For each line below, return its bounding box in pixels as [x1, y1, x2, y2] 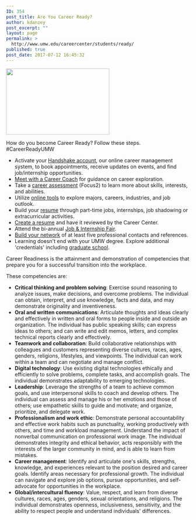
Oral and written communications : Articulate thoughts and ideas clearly [14, 308, 189, 316]
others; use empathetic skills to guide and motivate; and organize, [14, 401, 173, 409]
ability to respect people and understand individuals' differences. [14, 507, 171, 514]
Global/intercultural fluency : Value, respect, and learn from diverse [14, 488, 178, 495]
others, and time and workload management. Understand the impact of [14, 427, 185, 434]
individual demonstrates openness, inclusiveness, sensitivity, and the [14, 501, 181, 508]
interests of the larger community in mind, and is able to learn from [14, 445, 175, 452]
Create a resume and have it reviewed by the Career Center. [14, 219, 159, 226]
